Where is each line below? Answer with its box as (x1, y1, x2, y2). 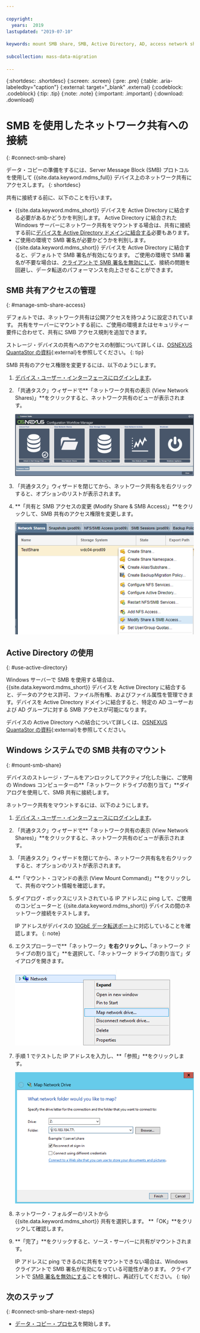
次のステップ (6, 1292, 54, 1302)
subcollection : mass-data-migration (6, 54, 97, 60)
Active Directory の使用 (6, 647, 94, 658)
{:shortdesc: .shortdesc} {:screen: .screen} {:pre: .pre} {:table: (6, 77, 158, 84)
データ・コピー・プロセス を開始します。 (14, 1320, 114, 1328)
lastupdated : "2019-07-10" (6, 29, 73, 35)
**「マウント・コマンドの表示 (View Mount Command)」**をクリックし (14, 874, 192, 881)
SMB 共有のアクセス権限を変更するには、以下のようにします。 (6, 362, 160, 369)
